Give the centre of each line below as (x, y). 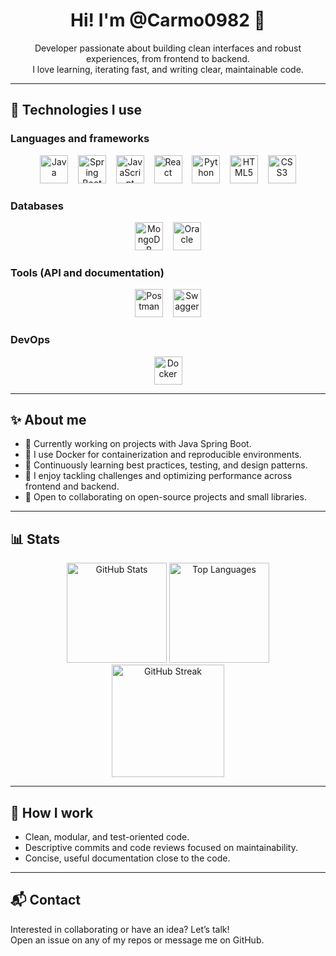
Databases (37, 206)
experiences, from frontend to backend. (168, 58)
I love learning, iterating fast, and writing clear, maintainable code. (168, 69)
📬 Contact (45, 900)
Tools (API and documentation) (87, 272)
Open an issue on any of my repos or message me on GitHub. (137, 940)
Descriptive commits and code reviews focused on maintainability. (161, 847)
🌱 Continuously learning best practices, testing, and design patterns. (166, 465)
